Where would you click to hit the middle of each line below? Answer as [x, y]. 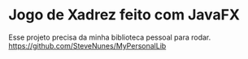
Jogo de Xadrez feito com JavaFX [124, 15]
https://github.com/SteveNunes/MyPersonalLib [87, 45]
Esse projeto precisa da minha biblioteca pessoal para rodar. [110, 37]
